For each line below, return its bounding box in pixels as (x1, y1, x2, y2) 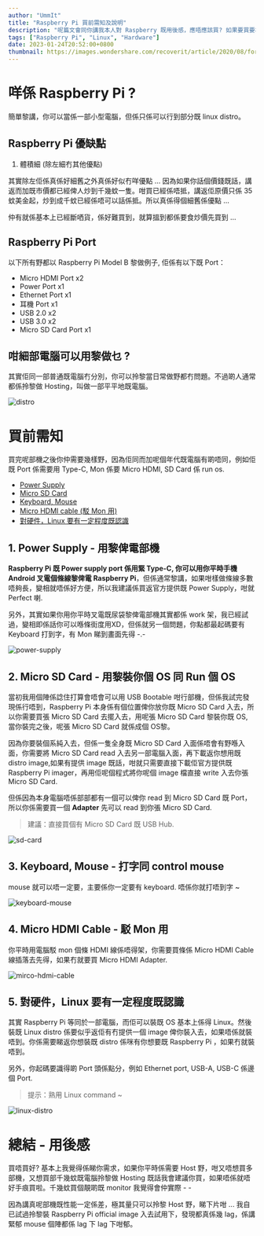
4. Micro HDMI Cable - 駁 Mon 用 (8, 922, 169, 936)
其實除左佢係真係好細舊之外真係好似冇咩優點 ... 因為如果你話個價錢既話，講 (8, 176, 252, 185)
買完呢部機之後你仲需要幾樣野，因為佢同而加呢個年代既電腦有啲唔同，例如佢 (8, 455, 256, 464)
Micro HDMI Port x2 (19, 273, 84, 283)
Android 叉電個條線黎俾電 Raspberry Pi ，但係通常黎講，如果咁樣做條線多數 (8, 574, 254, 583)
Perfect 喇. (8, 593, 43, 603)
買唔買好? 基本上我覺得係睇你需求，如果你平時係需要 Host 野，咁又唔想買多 (8, 1164, 253, 1173)
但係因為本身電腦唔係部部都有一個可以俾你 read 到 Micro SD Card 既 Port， (8, 793, 251, 802)
